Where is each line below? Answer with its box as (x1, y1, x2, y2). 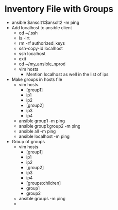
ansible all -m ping (18, 128, 56, 134)
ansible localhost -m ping (18, 133, 70, 139)
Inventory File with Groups (4, 3, 114, 15)
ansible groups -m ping (18, 195, 66, 201)
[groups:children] (26, 180, 61, 186)
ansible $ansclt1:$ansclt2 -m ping (11, 19, 80, 25)
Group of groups (11, 138, 45, 144)
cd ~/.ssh (18, 30, 38, 36)
